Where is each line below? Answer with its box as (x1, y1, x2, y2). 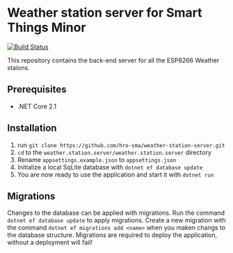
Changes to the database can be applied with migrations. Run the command (7, 209, 225, 217)
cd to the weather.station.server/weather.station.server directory (17, 148, 212, 156)
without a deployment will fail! (7, 238, 93, 247)
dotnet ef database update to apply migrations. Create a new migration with (7, 216, 226, 225)
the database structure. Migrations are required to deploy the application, (7, 231, 218, 239)
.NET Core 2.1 (17, 102, 57, 111)
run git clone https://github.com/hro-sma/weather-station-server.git (17, 140, 225, 149)
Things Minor (7, 19, 86, 35)
